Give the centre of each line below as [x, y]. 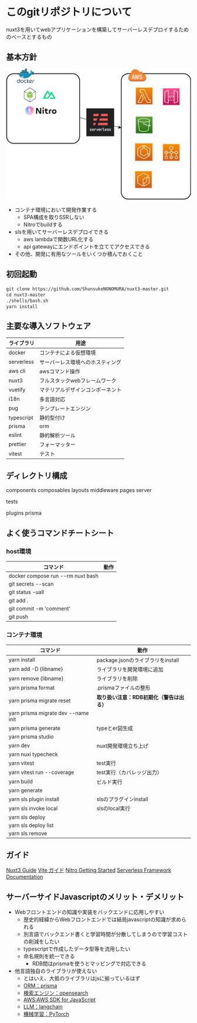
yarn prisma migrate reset [40, 700]
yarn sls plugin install [34, 799]
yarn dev [19, 746]
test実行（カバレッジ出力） [129, 772]
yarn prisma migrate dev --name [49, 713]
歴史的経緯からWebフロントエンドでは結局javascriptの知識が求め [102, 919]
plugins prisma [24, 513]
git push [18, 617]
